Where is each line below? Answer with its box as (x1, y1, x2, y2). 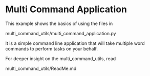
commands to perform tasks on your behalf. (5, 45, 98, 52)
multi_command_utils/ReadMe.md (5, 65, 77, 71)
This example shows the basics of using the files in (5, 20, 113, 27)
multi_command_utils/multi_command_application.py (5, 30, 116, 36)
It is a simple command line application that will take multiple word (5, 40, 145, 46)
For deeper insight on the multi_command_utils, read (5, 55, 116, 62)
